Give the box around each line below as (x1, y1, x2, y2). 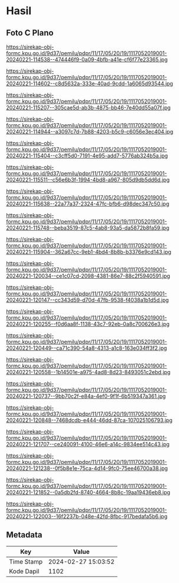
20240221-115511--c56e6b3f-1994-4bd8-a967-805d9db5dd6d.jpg (6, 176, 170, 183)
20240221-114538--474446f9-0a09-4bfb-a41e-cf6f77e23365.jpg (6, 56, 168, 63)
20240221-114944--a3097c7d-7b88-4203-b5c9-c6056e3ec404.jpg (6, 128, 173, 135)
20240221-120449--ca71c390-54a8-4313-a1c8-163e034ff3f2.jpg (6, 344, 167, 352)
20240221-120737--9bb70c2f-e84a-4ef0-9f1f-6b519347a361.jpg (6, 392, 166, 400)
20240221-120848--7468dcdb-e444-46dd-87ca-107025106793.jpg (6, 417, 173, 424)
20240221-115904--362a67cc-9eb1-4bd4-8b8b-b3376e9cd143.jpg (6, 249, 171, 255)
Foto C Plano (6, 28, 54, 38)
